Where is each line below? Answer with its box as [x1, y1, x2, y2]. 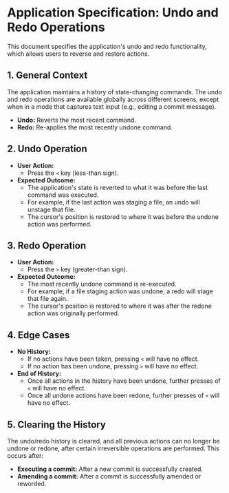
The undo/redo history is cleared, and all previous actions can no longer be [7, 437, 220, 445]
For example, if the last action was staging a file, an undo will [27, 198, 201, 206]
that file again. [27, 295, 68, 303]
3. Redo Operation [7, 240, 87, 251]
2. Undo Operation [7, 143, 87, 155]
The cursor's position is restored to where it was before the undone [27, 212, 219, 221]
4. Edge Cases [7, 329, 70, 341]
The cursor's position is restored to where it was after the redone [27, 302, 212, 311]
